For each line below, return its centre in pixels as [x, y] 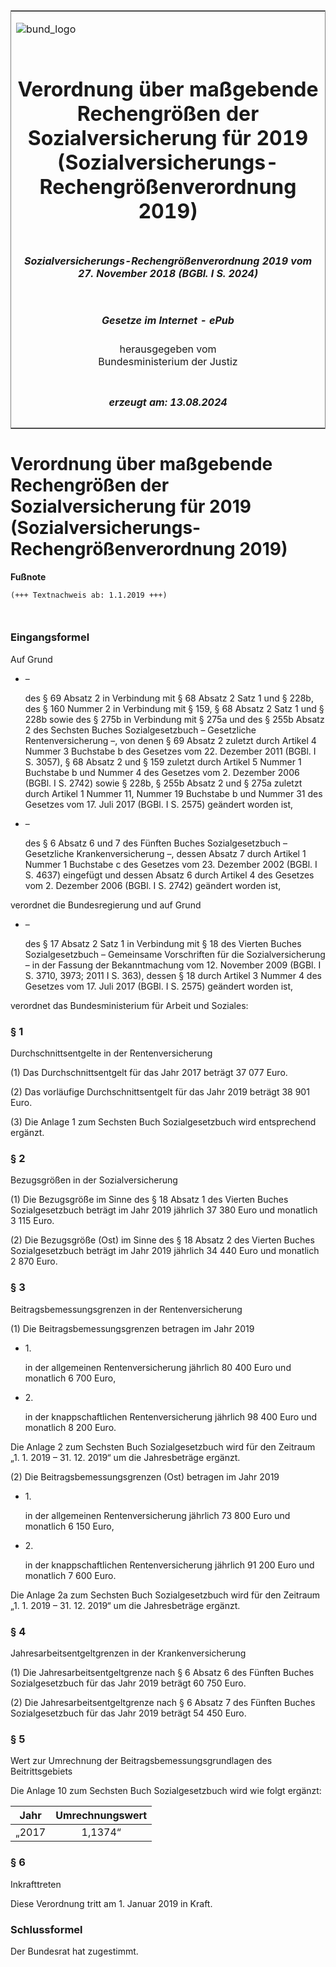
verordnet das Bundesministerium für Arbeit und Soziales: [129, 1005]
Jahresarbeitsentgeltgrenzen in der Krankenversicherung [128, 1653]
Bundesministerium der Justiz [168, 362]
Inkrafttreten [36, 1884]
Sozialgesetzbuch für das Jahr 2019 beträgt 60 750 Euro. [128, 1683]
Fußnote [28, 576]
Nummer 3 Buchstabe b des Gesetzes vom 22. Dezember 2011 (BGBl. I [170, 751]
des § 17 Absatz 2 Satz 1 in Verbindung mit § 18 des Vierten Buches [163, 943]
